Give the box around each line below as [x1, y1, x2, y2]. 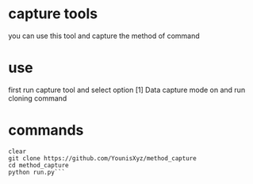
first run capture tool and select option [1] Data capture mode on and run [8, 85, 246, 94]
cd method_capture [8, 161, 69, 169]
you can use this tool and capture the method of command [8, 31, 200, 40]
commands [8, 121, 84, 140]
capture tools [8, 5, 98, 23]
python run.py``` [8, 168, 66, 176]
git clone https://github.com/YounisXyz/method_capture [8, 154, 197, 163]
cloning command [8, 93, 67, 103]
